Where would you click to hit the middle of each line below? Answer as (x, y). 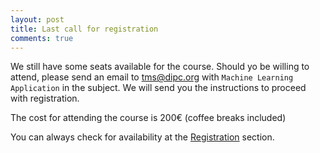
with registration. (45, 98)
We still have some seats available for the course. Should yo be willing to (160, 67)
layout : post (37, 19)
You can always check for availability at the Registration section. (142, 137)
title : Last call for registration (84, 29)
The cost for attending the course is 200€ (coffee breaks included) (148, 118)
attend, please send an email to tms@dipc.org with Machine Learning (152, 77)
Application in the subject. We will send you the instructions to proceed (158, 88)
